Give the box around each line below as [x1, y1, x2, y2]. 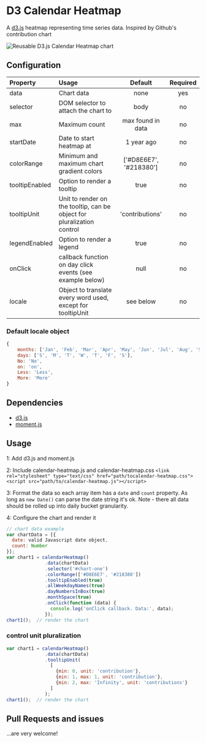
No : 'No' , [17, 358, 43, 364]
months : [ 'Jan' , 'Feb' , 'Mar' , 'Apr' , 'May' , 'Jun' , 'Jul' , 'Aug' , [17, 346, 194, 352]
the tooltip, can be [58, 202, 111, 210]
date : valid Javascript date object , [12, 537, 109, 543]
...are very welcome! [6, 730, 58, 737]
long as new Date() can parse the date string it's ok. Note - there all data [6, 495, 189, 503]
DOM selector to [58, 99, 106, 107]
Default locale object [6, 327, 69, 335]
